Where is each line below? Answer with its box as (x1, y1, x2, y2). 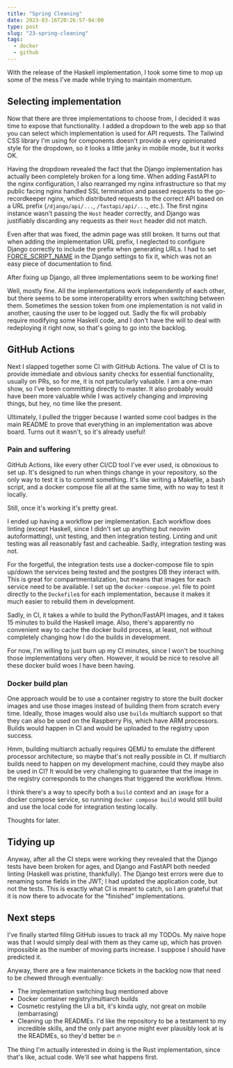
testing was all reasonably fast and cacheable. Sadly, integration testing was (7, 539, 226, 547)
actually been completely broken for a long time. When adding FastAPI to (7, 172, 217, 180)
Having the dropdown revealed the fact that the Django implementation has (7, 164, 223, 173)
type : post (7, 23, 39, 30)
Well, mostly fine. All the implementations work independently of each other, (7, 286, 226, 295)
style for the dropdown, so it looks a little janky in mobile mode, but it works (7, 143, 224, 152)
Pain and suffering (7, 445, 71, 455)
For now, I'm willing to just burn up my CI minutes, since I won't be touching (7, 646, 224, 654)
